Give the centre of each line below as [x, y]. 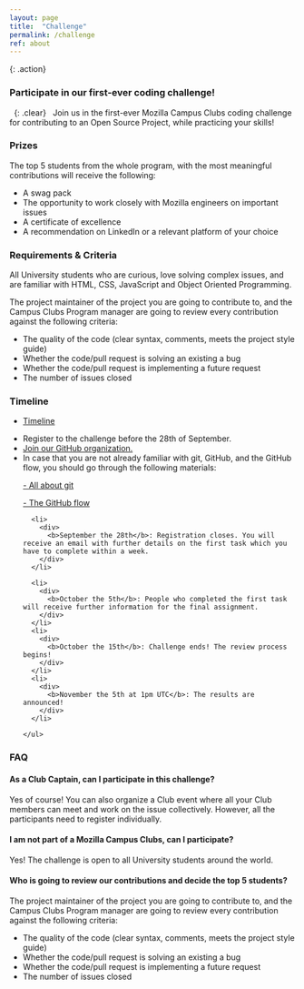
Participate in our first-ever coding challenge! [113, 93]
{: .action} [28, 69]
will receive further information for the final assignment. [141, 607]
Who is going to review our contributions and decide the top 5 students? [148, 881]
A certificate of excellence [72, 222]
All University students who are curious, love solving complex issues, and [147, 275]
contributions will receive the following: [83, 175]
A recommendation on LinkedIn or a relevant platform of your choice [150, 231]
